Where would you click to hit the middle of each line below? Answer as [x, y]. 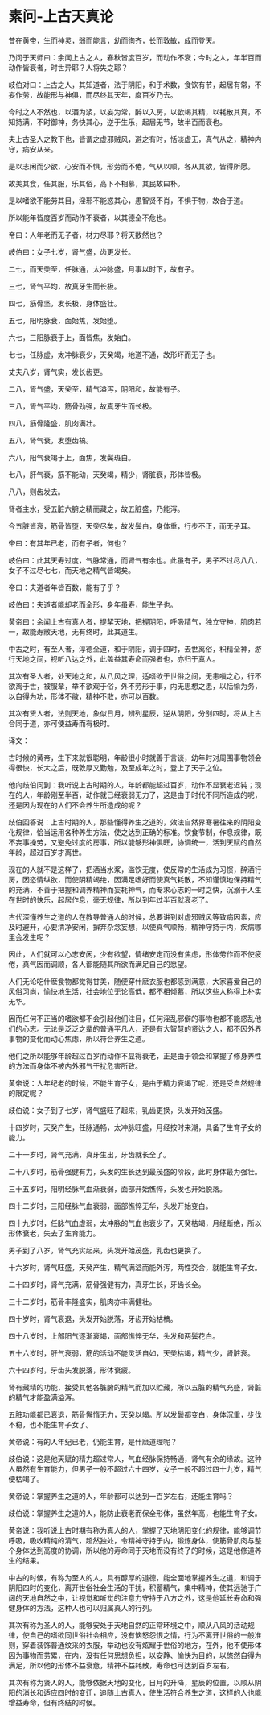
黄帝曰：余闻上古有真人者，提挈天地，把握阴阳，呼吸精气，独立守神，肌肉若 [135, 621]
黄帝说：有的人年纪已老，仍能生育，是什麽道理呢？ [93, 1441]
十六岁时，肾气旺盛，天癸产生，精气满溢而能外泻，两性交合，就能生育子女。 [135, 1267]
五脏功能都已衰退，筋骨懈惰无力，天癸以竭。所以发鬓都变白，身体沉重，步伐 [135, 1414]
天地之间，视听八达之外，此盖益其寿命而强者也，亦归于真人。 [117, 658]
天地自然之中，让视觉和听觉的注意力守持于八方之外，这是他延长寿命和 [138, 1597]
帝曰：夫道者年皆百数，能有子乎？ [65, 587]
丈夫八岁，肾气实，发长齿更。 [57, 372]
